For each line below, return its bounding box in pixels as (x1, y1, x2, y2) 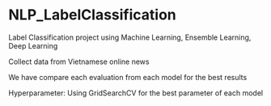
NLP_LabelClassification (8, 6, 176, 24)
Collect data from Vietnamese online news (8, 57, 150, 66)
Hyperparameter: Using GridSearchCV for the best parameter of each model (8, 87, 264, 98)
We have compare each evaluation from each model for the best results (8, 72, 248, 82)
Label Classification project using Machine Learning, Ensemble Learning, (8, 32, 252, 42)
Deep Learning (8, 40, 58, 50)
